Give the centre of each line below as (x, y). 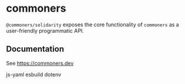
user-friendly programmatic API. (45, 30)
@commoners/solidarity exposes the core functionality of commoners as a (92, 24)
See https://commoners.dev (40, 63)
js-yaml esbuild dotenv (34, 74)
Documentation (35, 49)
